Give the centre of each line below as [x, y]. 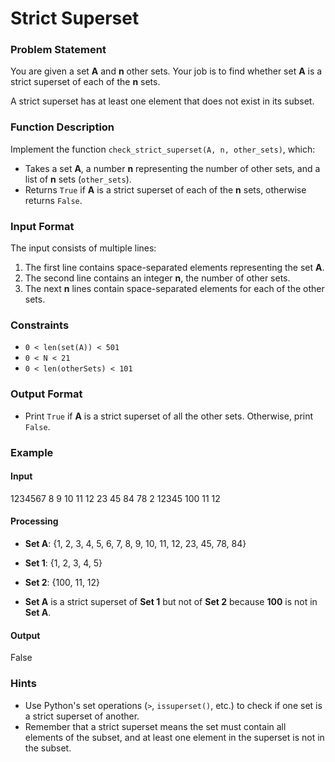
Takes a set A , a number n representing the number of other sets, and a [172, 168]
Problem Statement [58, 50]
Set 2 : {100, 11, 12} [62, 582]
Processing [34, 521]
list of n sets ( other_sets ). [78, 179]
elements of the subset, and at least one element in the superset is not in [174, 737]
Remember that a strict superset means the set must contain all [155, 726]
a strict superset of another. [82, 716]
